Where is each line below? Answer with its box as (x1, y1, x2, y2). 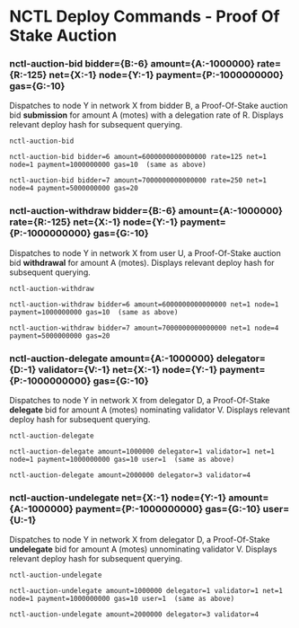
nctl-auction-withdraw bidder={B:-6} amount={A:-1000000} (9, 205, 283, 217)
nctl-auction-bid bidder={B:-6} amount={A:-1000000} (9, 57, 256, 70)
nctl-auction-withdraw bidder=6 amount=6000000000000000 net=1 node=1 (9, 299, 279, 309)
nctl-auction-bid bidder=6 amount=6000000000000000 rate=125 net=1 (9, 153, 268, 162)
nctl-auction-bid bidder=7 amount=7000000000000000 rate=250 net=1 (9, 176, 268, 185)
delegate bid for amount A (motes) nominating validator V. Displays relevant (9, 404, 290, 415)
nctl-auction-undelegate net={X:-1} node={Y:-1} (9, 491, 227, 504)
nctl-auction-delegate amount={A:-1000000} (9, 352, 215, 365)
